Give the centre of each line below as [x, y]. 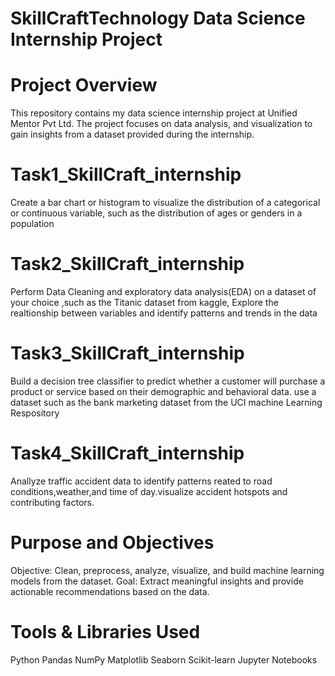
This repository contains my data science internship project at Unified [154, 113]
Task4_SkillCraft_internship [127, 453]
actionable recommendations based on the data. [110, 591]
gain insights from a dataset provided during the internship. [132, 134]
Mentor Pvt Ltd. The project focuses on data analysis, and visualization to [161, 124]
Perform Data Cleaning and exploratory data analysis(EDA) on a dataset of [163, 291]
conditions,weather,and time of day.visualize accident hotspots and [149, 491]
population [32, 224]
